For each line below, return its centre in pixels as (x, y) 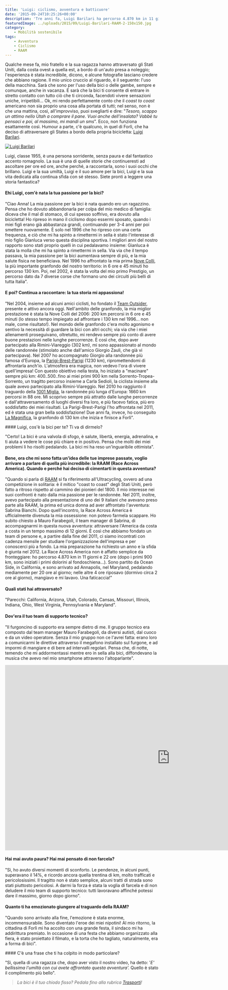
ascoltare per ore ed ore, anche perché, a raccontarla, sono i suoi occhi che (81, 166)
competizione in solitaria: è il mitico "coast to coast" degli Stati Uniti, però (79, 485)
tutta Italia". (17, 282)
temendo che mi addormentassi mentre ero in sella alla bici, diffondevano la (81, 653)
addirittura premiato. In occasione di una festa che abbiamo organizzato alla (81, 933)
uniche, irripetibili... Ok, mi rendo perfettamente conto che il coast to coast (80, 101)
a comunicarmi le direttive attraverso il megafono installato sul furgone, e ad (81, 643)
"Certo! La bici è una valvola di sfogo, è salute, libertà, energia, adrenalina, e (82, 436)
